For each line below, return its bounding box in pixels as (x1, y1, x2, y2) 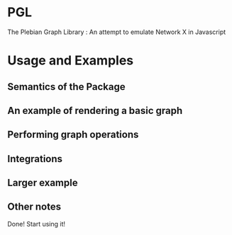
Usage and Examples (7, 52, 134, 69)
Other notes (7, 201, 62, 213)
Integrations (7, 153, 62, 165)
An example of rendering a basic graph (7, 104, 183, 117)
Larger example (7, 177, 78, 189)
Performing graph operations (7, 129, 139, 141)
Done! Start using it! (7, 219, 66, 228)
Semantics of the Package (7, 81, 126, 93)
